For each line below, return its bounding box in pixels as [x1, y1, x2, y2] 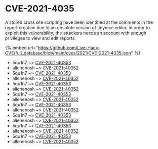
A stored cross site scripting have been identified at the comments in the [5, 19, 153, 25]
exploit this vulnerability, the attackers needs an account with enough [5, 30, 147, 36]
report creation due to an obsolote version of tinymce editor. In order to [5, 24, 150, 30]
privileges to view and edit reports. [5, 35, 76, 41]
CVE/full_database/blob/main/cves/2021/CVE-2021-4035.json [5, 50, 131, 56]
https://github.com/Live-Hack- [38, 45, 100, 50]
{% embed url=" [5, 45, 39, 50]
